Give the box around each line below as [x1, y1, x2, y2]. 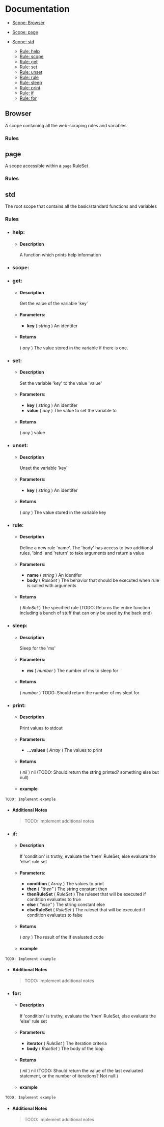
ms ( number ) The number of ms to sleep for [27, 667, 119, 674]
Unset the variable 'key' [19, 465, 68, 471]
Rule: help [19, 48, 40, 54]
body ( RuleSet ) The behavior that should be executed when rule [27, 577, 160, 583]
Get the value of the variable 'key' [19, 301, 88, 307]
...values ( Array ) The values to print [27, 747, 103, 753]
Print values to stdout [19, 725, 63, 731]
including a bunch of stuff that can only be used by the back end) [19, 610, 152, 616]
